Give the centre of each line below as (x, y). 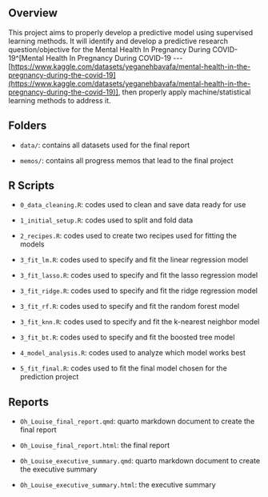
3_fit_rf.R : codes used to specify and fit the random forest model (130, 307)
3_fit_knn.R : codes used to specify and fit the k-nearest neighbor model (140, 322)
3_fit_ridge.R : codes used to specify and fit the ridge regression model (139, 291)
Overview (33, 13)
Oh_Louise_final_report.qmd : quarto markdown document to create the (137, 421)
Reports (29, 402)
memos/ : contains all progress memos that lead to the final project (126, 160)
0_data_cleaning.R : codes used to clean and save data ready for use (133, 205)
